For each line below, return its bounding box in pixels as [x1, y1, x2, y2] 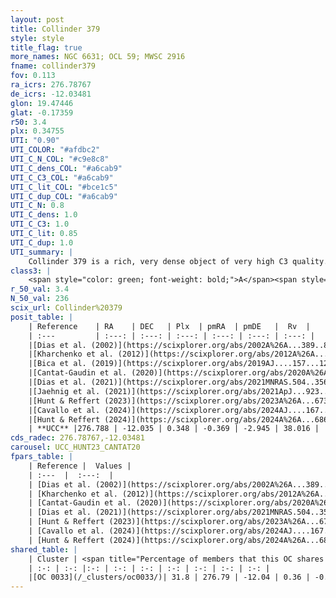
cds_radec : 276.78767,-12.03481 [10, 433, 145, 443]
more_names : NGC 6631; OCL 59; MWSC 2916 [10, 52, 186, 62]
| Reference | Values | [28, 461, 132, 471]
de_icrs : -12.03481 [10, 89, 92, 99]
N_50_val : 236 [10, 294, 70, 304]
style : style [10, 33, 65, 43]
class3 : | [10, 266, 52, 276]
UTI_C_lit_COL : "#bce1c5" [10, 182, 118, 192]
